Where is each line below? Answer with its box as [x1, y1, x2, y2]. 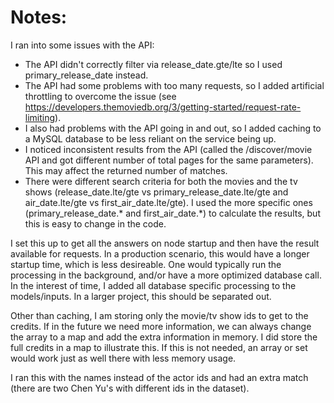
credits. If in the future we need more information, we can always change [10, 320, 312, 332]
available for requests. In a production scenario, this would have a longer [10, 247, 310, 260]
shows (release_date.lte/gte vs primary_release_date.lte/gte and [24, 186, 289, 198]
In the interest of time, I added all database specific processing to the [10, 279, 297, 291]
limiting [24, 111, 56, 123]
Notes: [10, 6, 68, 29]
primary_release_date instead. [24, 69, 149, 81]
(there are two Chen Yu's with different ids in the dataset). [10, 382, 250, 394]
